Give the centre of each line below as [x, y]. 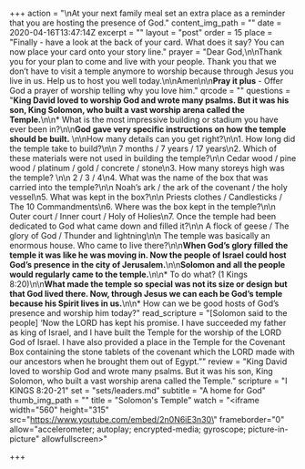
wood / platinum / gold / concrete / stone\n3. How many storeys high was [147, 168]
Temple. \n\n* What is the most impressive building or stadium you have [144, 119]
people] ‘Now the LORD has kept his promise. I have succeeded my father [148, 323]
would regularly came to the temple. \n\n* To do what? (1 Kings [129, 274]
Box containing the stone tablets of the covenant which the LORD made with [152, 352]
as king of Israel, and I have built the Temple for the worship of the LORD [146, 332]
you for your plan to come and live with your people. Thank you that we [143, 61]
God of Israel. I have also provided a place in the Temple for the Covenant [147, 342]
